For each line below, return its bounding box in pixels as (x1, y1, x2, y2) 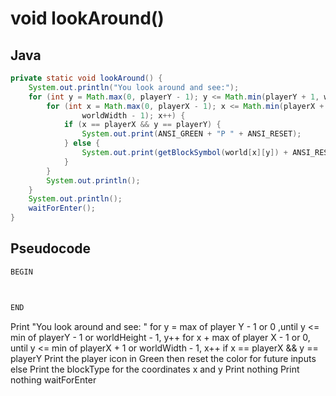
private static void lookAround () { (10, 73, 163, 83)
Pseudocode (10, 240, 92, 257)
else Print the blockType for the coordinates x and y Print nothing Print (10, 363, 300, 375)
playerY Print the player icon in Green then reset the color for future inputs (10, 352, 317, 364)
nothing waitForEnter (10, 373, 97, 386)
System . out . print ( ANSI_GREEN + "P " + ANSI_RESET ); (81, 129, 302, 139)
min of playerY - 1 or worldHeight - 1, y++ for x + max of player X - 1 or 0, (10, 331, 311, 343)
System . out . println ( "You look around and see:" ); (28, 82, 240, 92)
